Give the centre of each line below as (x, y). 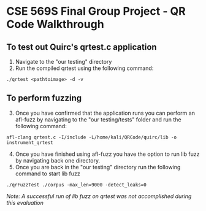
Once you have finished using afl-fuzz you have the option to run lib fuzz (107, 154)
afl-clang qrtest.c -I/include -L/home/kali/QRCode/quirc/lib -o (91, 137)
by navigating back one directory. (58, 160)
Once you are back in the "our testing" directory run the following (98, 167)
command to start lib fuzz (48, 174)
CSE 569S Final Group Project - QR (96, 11)
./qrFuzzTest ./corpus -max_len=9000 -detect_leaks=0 (77, 185)
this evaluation (25, 202)
